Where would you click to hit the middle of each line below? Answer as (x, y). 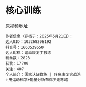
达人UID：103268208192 (28, 41)
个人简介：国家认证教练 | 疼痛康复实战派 (43, 74)
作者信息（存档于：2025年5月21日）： (39, 36)
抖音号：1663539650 (25, 47)
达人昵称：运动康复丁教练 (28, 52)
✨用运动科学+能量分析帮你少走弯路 (37, 80)
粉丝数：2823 (18, 58)
